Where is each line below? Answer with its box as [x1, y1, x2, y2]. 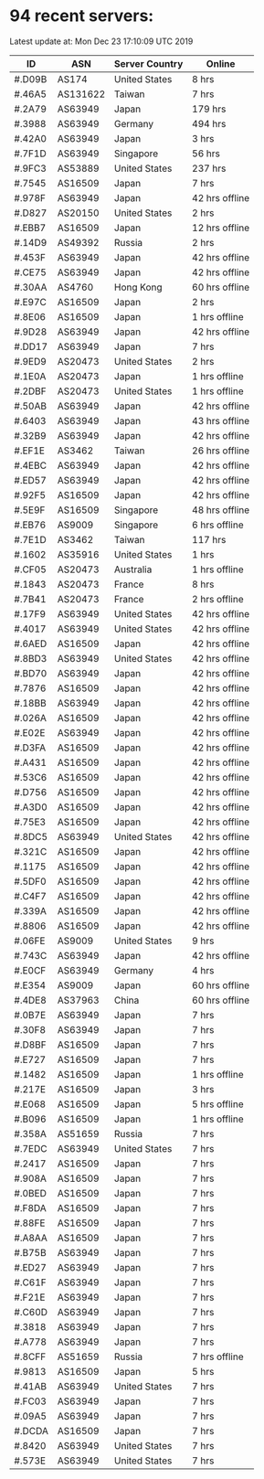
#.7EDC [14, 1142, 48, 1154]
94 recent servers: [9, 5, 154, 27]
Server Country [113, 57, 184, 69]
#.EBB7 [14, 221, 47, 234]
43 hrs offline [191, 414, 250, 427]
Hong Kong [113, 281, 163, 293]
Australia [113, 563, 153, 576]
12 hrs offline [191, 221, 250, 234]
